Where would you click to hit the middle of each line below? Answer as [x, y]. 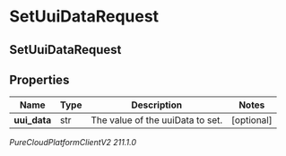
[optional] [252, 120]
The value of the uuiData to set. [157, 120]
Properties [39, 79]
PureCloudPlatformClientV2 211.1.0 [73, 143]
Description [156, 105]
